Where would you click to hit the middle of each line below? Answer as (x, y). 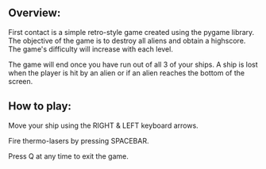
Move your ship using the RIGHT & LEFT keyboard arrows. (103, 125)
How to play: (40, 106)
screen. (21, 81)
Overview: (35, 13)
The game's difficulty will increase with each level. (91, 49)
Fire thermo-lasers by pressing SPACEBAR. (79, 140)
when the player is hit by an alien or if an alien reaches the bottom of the (126, 73)
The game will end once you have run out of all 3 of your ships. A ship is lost (133, 64)
